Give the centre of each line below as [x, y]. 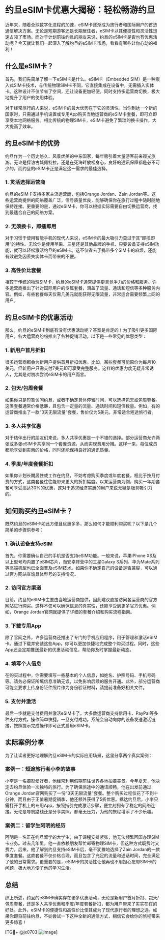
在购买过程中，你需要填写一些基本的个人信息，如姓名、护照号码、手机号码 [80, 675]
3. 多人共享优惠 [23, 426]
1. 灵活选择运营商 [25, 182]
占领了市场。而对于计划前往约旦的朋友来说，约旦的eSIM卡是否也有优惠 [81, 37]
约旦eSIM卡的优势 [32, 143]
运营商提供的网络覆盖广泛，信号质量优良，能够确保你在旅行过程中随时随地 [84, 200]
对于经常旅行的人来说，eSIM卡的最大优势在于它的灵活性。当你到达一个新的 [81, 108]
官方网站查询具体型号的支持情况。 [44, 574]
